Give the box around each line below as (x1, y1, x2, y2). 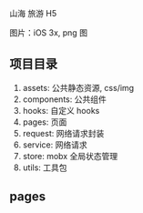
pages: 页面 (22, 117, 67, 127)
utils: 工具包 (22, 162, 67, 173)
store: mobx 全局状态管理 (22, 150, 118, 161)
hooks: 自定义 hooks (22, 105, 100, 116)
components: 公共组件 (22, 94, 107, 105)
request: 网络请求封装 (22, 127, 105, 138)
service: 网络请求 (22, 139, 88, 150)
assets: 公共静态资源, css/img (22, 82, 135, 93)
